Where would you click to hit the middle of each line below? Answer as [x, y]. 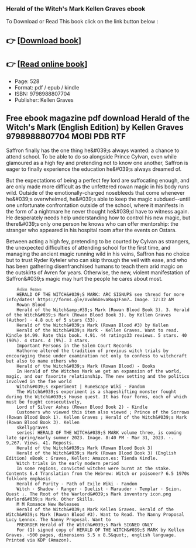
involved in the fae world [39, 382]
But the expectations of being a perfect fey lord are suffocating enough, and [98, 181]
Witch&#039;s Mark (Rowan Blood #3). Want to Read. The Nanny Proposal [95, 515]
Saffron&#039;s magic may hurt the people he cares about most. [84, 279]
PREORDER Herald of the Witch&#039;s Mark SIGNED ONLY [85, 525]
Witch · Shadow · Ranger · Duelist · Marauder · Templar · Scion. [99, 489]
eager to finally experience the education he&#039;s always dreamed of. [94, 169]
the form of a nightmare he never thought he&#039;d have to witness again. [98, 212]
